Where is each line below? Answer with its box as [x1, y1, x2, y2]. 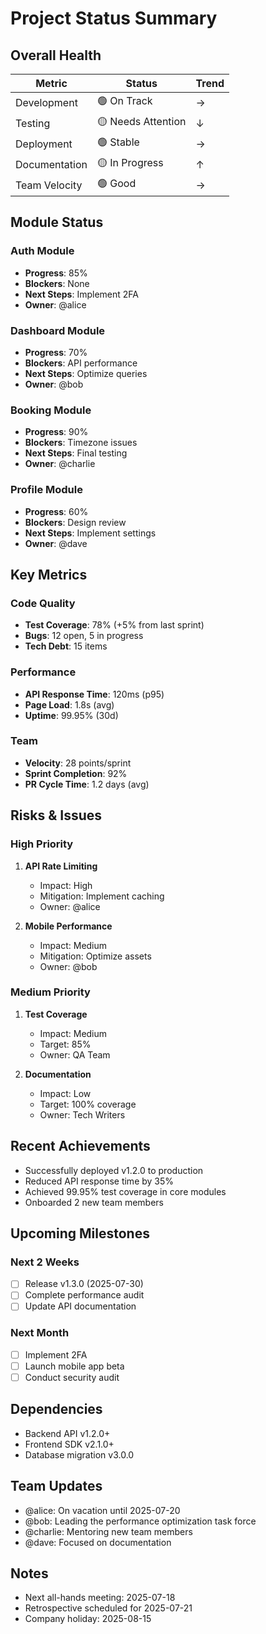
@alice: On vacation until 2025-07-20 [24, 1504, 181, 1516]
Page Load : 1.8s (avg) [24, 698, 115, 711]
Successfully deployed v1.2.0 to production [24, 1164, 204, 1176]
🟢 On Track [97, 94, 153, 107]
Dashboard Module [10, 323, 106, 337]
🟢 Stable [97, 135, 140, 149]
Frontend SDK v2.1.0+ [24, 1438, 115, 1450]
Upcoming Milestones [10, 1225, 150, 1242]
